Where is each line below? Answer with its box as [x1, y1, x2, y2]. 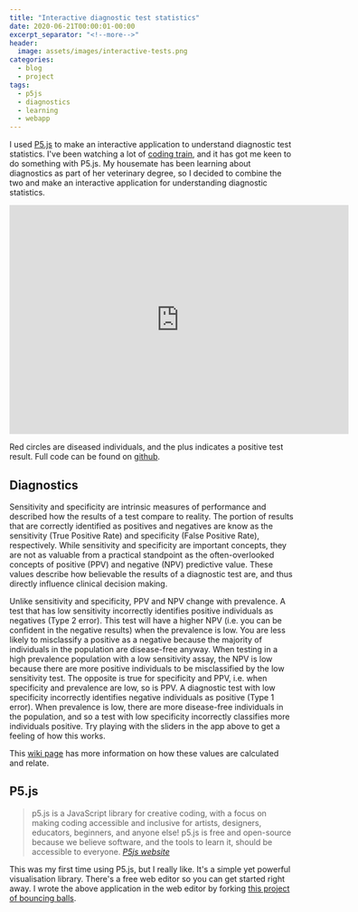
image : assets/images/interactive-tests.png [17, 47, 188, 56]
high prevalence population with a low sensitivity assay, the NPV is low [9, 653, 273, 664]
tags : [9, 81, 30, 90]
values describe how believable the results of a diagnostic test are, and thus [9, 568, 293, 579]
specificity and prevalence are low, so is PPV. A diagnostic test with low [9, 682, 276, 693]
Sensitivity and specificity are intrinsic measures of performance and [9, 501, 267, 512]
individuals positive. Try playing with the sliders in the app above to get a [9, 720, 280, 731]
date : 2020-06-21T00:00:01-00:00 [9, 22, 136, 31]
